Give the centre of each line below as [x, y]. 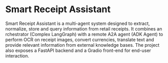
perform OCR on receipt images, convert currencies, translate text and [80, 40]
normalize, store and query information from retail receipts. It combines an [84, 28]
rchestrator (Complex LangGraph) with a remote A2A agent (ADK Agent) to [84, 34]
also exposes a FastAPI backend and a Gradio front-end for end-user [78, 50]
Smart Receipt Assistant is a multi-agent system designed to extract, [78, 23]
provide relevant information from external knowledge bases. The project [82, 45]
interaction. [17, 56]
